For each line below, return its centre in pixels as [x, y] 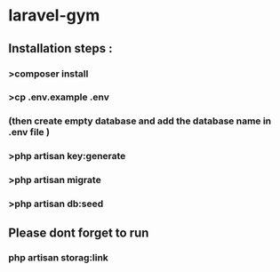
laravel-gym [54, 16]
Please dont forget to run [79, 232]
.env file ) [29, 132]
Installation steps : [60, 48]
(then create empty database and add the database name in [140, 121]
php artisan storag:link [58, 258]
